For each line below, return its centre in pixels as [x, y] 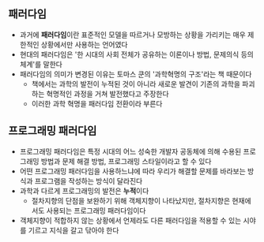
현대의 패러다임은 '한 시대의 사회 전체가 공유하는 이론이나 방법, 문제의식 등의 [137, 54]
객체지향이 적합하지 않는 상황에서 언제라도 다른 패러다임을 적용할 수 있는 [130, 220]
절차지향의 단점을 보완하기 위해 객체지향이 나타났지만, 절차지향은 [131, 200]
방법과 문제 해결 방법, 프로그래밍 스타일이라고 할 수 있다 [126, 161]
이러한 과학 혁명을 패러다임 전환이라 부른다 [97, 103]
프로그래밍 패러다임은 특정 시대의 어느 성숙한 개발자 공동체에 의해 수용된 [130, 151]
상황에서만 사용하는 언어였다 [84, 44]
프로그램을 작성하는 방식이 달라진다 [89, 181]
